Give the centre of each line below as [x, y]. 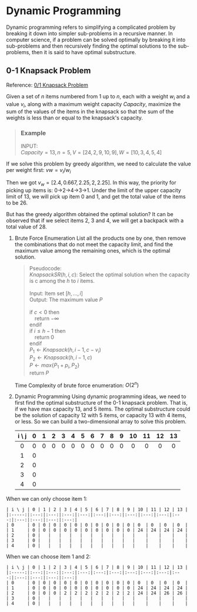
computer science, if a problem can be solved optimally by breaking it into [96, 39]
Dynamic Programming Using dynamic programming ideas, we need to [100, 396]
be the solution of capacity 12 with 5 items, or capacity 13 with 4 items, [101, 415]
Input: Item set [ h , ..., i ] [56, 293]
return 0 [44, 338]
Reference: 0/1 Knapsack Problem [47, 85]
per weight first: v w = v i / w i [39, 171]
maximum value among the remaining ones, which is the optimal [92, 251]
